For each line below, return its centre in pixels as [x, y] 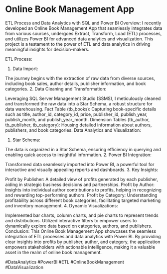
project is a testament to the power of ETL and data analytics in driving [78, 44]
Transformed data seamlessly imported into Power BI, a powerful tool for [80, 164]
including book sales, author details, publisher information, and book [76, 84]
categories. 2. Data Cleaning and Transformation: [56, 89]
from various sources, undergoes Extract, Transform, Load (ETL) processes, [83, 33]
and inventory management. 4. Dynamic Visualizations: [62, 205]
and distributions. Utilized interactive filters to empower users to [71, 220]
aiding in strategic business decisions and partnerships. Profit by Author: [80, 184]
